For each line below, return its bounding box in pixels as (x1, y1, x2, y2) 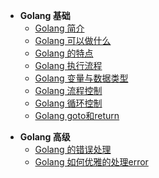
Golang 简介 (34, 22, 85, 34)
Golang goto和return (34, 110, 120, 121)
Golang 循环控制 (34, 97, 103, 109)
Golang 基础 (19, 10, 71, 21)
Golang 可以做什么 (34, 35, 112, 46)
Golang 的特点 (34, 47, 94, 59)
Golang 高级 (19, 131, 71, 143)
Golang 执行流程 (34, 60, 103, 71)
